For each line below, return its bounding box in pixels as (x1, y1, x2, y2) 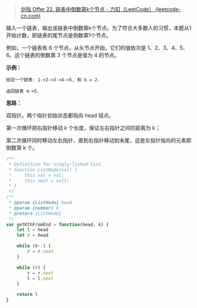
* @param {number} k (8, 205, 59, 211)
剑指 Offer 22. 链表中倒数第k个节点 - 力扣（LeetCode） (20, 6, 155, 12)
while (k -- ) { (16, 243, 51, 249)
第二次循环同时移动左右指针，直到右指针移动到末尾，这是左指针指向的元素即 (6, 137, 192, 143)
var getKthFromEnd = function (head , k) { (6, 222, 109, 227)
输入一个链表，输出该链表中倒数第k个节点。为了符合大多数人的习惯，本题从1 (6, 25, 192, 31)
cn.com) (20, 12, 41, 19)
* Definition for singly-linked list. (8, 161, 104, 167)
